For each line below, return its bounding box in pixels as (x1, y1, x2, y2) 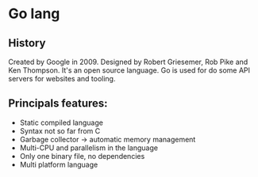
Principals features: (8, 96, 109, 111)
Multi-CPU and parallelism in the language (19, 143, 159, 153)
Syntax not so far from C (19, 126, 101, 135)
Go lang (8, 5, 60, 23)
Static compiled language (19, 118, 103, 127)
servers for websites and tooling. (8, 74, 116, 83)
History (8, 36, 46, 50)
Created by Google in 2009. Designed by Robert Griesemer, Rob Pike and (8, 57, 248, 66)
